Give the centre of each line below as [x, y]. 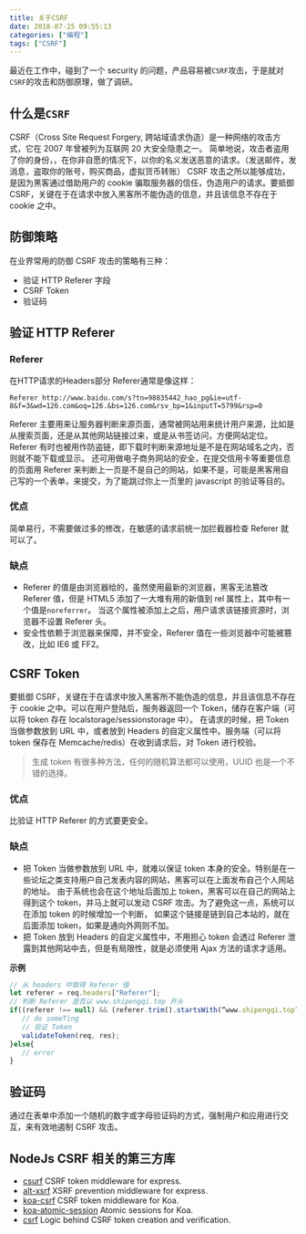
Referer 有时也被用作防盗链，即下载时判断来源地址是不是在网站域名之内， [148, 446]
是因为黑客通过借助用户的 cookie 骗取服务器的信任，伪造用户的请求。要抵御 [152, 183]
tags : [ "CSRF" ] [38, 43]
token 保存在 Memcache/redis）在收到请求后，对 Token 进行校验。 [135, 742]
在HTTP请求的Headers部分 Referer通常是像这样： [103, 381]
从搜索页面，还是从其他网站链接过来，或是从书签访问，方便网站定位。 [141, 435]
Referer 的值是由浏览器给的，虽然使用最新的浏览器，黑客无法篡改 [145, 587]
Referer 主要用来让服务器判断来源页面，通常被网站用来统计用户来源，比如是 [152, 424]
